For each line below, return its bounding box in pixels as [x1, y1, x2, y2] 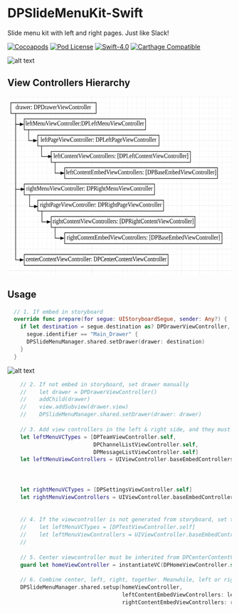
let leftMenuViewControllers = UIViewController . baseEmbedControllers [20, 456, 234, 463]
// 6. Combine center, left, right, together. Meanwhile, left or [20, 576, 221, 584]
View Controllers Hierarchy [7, 77, 130, 89]
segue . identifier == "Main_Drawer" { [26, 331, 139, 338]
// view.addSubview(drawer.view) [20, 403, 129, 411]
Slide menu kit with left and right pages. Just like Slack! [7, 29, 169, 37]
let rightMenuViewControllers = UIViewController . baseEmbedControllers [20, 493, 237, 500]
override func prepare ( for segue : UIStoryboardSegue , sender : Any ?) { [14, 316, 228, 323]
